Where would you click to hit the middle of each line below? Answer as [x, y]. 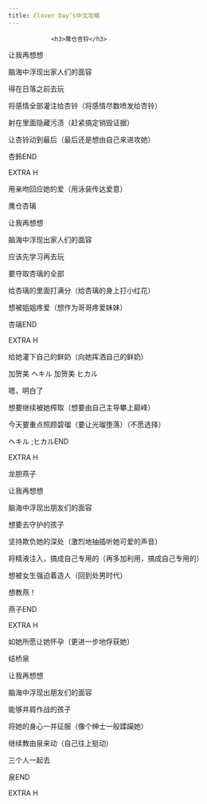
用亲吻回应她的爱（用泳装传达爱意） [68, 189]
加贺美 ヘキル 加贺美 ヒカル [53, 373]
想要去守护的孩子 [36, 524]
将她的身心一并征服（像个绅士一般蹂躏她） [78, 726]
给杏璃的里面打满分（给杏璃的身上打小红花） [82, 290]
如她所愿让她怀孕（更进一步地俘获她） [71, 641]
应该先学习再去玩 [36, 257]
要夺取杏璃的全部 [36, 273]
